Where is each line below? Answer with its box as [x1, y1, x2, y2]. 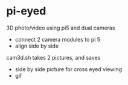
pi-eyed [6, 4, 46, 18]
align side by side [14, 42, 59, 49]
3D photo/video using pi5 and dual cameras [6, 24, 115, 31]
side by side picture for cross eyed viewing [14, 65, 123, 73]
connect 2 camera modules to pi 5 [14, 36, 101, 43]
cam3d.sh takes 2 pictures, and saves [6, 54, 101, 61]
